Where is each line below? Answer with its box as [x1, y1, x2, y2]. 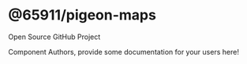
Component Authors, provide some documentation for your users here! [8, 47, 239, 56]
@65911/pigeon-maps [8, 6, 156, 24]
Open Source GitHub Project [8, 32, 101, 41]
